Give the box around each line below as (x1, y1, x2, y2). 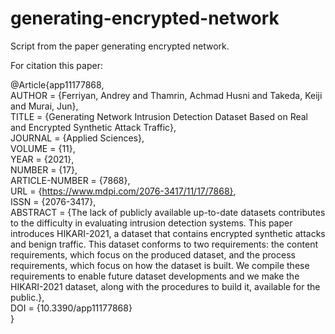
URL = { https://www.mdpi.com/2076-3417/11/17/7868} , (10, 185, 237, 197)
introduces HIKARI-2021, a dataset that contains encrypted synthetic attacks (10, 227, 326, 239)
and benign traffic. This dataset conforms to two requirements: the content (10, 238, 318, 250)
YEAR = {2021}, (10, 153, 75, 165)
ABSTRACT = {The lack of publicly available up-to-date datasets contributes (10, 206, 326, 218)
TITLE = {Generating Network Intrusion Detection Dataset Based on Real (10, 110, 308, 122)
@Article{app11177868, (10, 78, 105, 91)
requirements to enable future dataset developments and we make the (10, 270, 300, 282)
